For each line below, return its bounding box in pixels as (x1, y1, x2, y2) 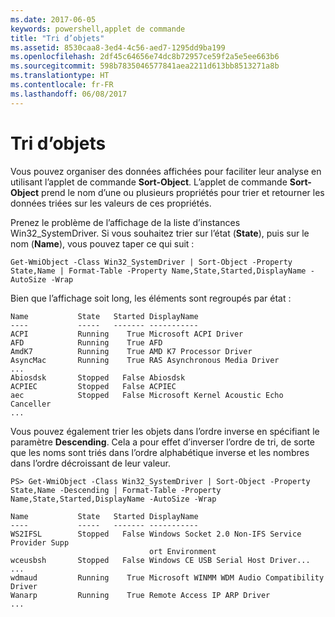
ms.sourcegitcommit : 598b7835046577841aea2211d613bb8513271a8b (10, 61, 280, 71)
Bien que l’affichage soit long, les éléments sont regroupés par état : (10, 292, 292, 304)
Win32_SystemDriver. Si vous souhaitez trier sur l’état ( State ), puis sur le (10, 227, 310, 239)
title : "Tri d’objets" (10, 33, 105, 43)
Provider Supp (10, 537, 70, 548)
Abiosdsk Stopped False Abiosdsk (10, 372, 186, 383)
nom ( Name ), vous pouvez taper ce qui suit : (10, 237, 195, 250)
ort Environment (148, 546, 217, 556)
